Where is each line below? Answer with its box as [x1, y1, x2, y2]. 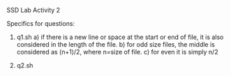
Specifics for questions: [6, 20, 75, 27]
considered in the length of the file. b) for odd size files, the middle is [16, 40, 216, 48]
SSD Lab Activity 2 [6, 6, 61, 14]
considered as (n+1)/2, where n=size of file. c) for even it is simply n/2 [16, 48, 218, 56]
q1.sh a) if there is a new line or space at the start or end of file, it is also [16, 33, 224, 41]
